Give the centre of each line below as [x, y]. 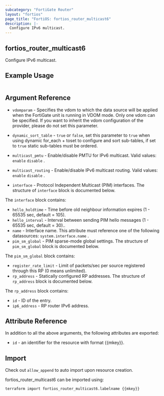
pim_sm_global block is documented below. [56, 246]
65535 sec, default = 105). [39, 215]
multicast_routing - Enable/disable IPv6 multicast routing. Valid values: [85, 170]
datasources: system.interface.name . [50, 236]
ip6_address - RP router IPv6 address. [51, 305]
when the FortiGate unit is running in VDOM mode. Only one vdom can [83, 115]
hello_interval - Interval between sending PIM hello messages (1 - [81, 220]
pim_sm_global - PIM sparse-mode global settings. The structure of [80, 241]
